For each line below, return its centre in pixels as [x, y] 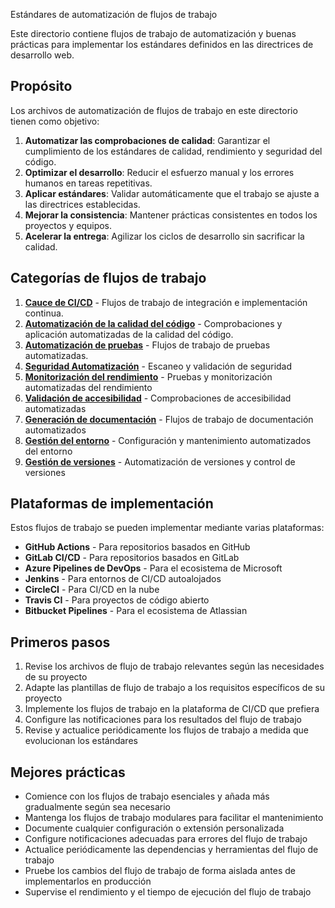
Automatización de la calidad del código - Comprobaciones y [153, 323]
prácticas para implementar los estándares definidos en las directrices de [162, 44]
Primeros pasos [60, 642]
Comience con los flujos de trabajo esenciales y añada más [147, 796]
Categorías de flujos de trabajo [108, 278]
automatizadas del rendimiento [88, 387]
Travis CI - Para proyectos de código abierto [117, 600]
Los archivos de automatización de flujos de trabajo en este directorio [154, 110]
